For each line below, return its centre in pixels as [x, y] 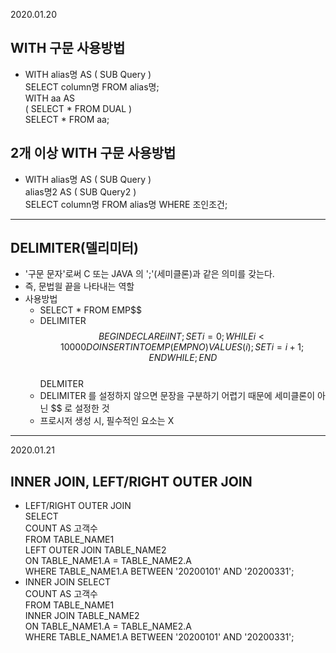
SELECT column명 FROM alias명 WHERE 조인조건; [126, 204]
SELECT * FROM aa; [67, 119]
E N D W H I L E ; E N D [183, 358]
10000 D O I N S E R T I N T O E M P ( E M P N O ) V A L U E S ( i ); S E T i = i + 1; [182, 347]
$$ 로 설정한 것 [80, 408]
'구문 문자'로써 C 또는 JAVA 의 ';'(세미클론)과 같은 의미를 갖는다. [149, 274]
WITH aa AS [50, 98]
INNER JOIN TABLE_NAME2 [82, 616]
